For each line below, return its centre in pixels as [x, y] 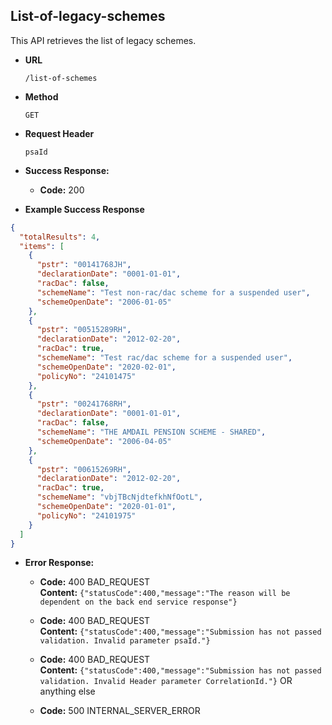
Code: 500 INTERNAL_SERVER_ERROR [120, 711]
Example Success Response [84, 209]
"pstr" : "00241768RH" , [84, 404]
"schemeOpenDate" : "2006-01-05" [104, 302]
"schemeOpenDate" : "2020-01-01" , [106, 507]
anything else [67, 691]
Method [41, 96]
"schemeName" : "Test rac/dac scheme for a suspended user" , [164, 358]
